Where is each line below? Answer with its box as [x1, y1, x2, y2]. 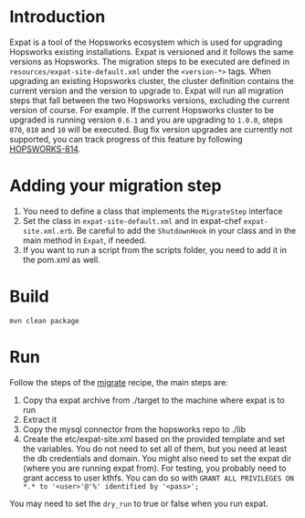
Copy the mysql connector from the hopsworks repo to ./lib [22, 423, 247, 435]
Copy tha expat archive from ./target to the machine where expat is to [22, 395, 285, 406]
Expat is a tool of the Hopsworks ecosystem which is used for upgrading [9, 37, 283, 48]
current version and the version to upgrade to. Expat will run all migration [9, 85, 285, 96]
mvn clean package [9, 316, 79, 325]
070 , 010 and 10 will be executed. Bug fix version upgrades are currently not [9, 123, 293, 134]
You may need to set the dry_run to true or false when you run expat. [9, 498, 268, 509]
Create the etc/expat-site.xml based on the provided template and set [22, 433, 286, 444]
